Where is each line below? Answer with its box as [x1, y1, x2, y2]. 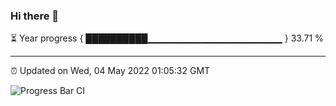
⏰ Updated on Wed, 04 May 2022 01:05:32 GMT [10, 65, 211, 77]
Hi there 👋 [10, 9, 60, 23]
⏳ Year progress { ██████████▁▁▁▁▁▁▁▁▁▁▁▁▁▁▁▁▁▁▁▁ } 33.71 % [10, 32, 324, 44]
